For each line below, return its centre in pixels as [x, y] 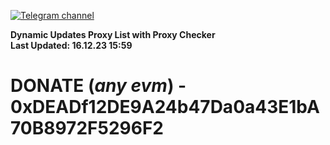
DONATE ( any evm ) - [98, 86]
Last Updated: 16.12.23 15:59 [71, 45]
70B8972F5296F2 [87, 128]
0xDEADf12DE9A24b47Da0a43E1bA [165, 107]
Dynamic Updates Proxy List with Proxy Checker [113, 34]
